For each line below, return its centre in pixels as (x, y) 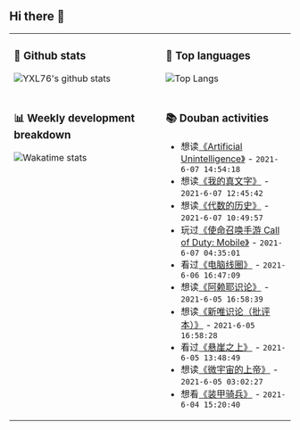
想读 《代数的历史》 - (225, 205)
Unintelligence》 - (217, 159)
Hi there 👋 (37, 17)
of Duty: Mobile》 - (219, 242)
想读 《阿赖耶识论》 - (225, 286)
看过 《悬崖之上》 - (221, 347)
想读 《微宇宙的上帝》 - (230, 369)
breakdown (42, 135)
